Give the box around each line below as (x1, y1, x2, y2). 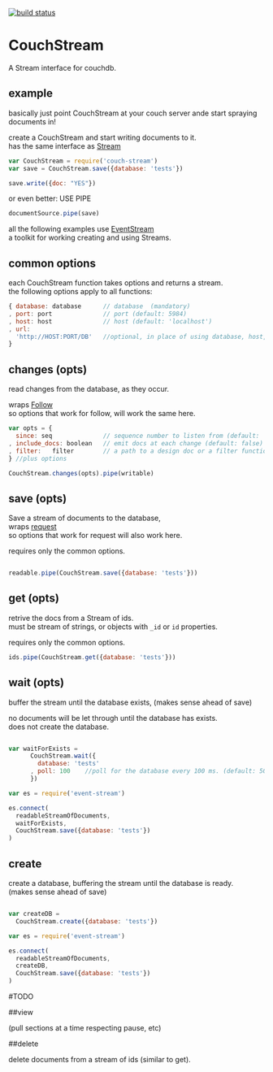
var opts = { (8, 424, 53, 432)
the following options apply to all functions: (8, 287, 153, 297)
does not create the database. (8, 722, 110, 731)
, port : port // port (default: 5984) (8, 310, 187, 318)
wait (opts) (8, 675, 65, 690)
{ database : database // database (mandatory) (8, 302, 191, 310)
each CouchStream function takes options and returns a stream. (8, 278, 223, 288)
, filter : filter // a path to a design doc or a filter (8, 447, 238, 455)
